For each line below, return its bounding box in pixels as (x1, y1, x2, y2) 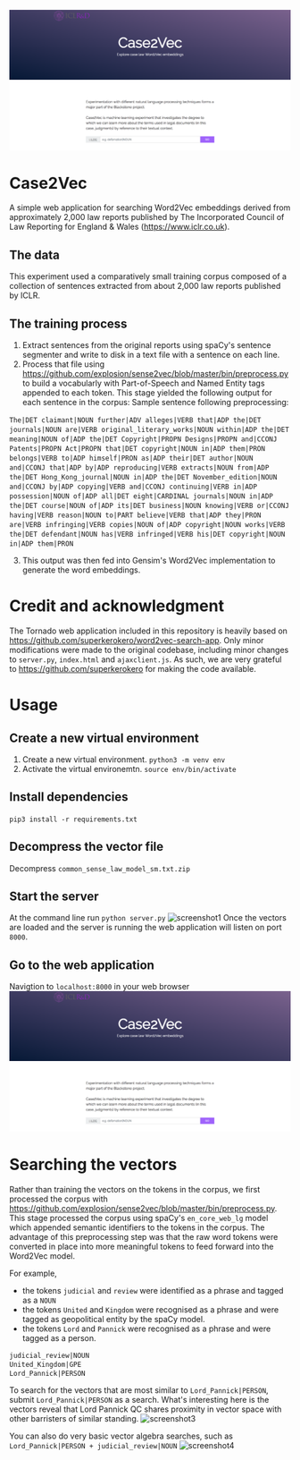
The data (9, 247, 60, 262)
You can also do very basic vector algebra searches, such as (9, 1430, 234, 1441)
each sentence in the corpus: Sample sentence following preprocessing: (21, 397, 289, 408)
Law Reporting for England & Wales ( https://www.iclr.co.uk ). (9, 221, 230, 233)
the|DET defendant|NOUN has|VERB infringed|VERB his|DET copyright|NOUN (9, 530, 286, 539)
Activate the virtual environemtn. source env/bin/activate (21, 764, 237, 775)
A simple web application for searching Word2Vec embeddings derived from (9, 202, 291, 213)
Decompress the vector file (9, 839, 164, 854)
